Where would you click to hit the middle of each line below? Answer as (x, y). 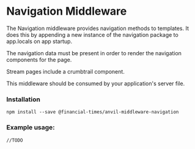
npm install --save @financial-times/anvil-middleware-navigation (93, 112)
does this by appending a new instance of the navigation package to (92, 34)
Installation (24, 99)
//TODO (15, 140)
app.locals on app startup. (39, 41)
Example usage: (31, 128)
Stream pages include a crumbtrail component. (66, 71)
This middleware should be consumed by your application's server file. (96, 83)
